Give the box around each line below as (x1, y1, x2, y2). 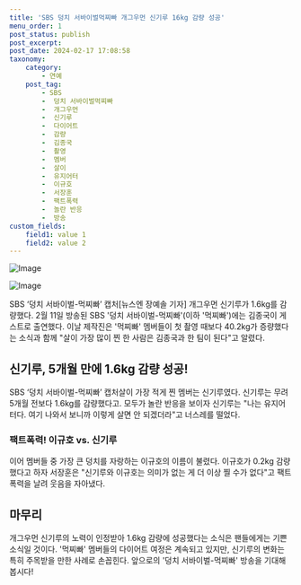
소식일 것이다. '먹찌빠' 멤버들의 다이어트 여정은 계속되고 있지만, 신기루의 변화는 (9, 544, 285, 554)
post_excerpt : (9, 38, 63, 48)
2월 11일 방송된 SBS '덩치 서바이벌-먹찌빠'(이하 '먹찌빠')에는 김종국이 (35, 310, 278, 321)
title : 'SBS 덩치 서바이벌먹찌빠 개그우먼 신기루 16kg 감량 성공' (9, 13, 226, 22)
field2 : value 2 (25, 239, 87, 248)
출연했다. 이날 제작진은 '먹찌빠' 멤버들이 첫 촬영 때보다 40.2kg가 (32, 321, 258, 332)
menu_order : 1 (9, 22, 63, 31)
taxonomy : (9, 55, 47, 64)
